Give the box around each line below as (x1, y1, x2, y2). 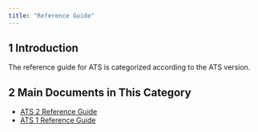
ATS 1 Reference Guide (19, 115, 96, 125)
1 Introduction (8, 42, 79, 55)
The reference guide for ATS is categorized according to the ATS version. (8, 62, 251, 72)
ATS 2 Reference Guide (19, 107, 98, 117)
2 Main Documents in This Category (8, 86, 191, 99)
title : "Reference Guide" (8, 11, 95, 20)
